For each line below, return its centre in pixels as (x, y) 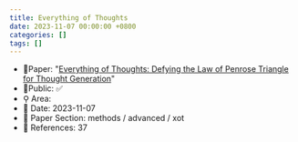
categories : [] (38, 35)
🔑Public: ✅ (43, 88)
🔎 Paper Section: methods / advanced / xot (103, 118)
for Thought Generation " (69, 79)
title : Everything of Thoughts (69, 18)
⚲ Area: (37, 99)
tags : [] (26, 43)
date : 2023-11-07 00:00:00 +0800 (73, 26)
